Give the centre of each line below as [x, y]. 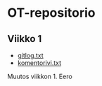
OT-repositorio [51, 13]
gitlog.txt [30, 55]
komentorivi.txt [39, 63]
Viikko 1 [25, 39]
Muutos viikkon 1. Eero [40, 76]
